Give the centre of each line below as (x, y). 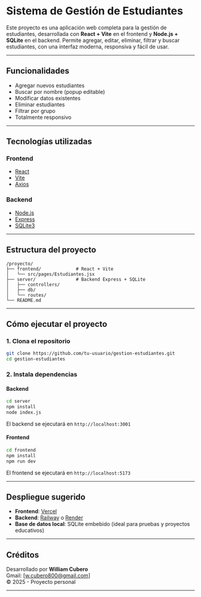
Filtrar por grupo (35, 111)
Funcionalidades (38, 71)
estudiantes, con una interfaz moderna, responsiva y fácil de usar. (88, 47)
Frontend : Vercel (36, 512)
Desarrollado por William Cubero (47, 570)
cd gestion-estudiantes (36, 359)
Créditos (23, 555)
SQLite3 (25, 225)
